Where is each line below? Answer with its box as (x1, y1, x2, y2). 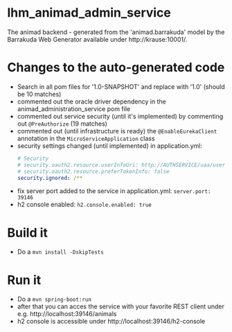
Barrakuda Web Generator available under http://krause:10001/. (7, 35, 188, 43)
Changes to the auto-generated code (7, 60, 225, 76)
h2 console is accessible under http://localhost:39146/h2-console (17, 317, 206, 326)
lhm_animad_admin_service (7, 5, 172, 21)
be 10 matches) (17, 90, 62, 98)
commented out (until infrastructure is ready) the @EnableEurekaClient (17, 126, 217, 135)
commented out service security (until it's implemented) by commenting (17, 112, 224, 120)
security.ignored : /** (17, 174, 83, 181)
